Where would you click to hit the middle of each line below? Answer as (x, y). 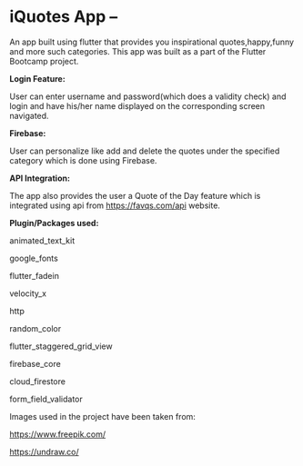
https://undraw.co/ (44, 451)
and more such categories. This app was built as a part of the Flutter (138, 51)
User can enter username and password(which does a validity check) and (148, 96)
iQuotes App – (64, 17)
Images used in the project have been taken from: (102, 416)
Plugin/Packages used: (54, 223)
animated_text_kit (42, 240)
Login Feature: (37, 78)
